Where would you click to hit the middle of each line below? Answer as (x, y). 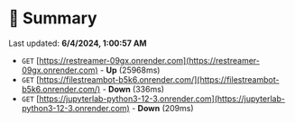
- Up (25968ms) (130, 70)
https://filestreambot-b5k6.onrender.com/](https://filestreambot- (159, 79)
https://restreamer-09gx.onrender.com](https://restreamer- (150, 60)
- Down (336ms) (133, 89)
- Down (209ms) (163, 108)
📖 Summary (53, 18)
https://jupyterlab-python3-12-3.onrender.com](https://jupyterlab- (162, 99)
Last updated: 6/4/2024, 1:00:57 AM (78, 43)
